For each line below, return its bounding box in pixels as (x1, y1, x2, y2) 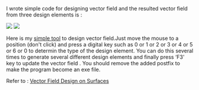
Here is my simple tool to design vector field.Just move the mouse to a (6, 35, 179, 42)
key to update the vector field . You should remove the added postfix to (6, 60, 180, 66)
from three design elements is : (6, 11, 83, 18)
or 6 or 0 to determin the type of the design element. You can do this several (6, 47, 194, 54)
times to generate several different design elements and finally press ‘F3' (6, 54, 185, 61)
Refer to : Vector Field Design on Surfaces (6, 78, 109, 84)
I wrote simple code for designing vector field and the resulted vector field (6, 5, 188, 12)
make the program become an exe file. (6, 66, 101, 73)
